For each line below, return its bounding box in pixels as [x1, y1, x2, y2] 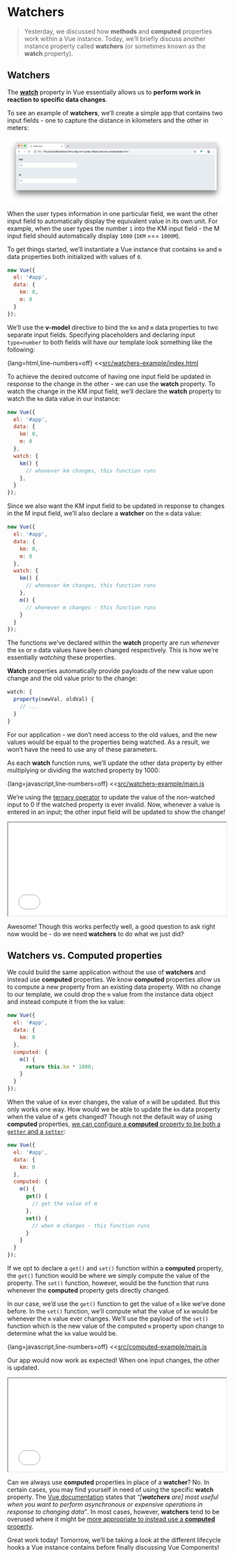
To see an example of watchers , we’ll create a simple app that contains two [7, 108, 223, 117]
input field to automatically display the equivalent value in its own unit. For [7, 217, 218, 225]
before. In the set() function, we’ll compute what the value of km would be [7, 1307, 218, 1316]
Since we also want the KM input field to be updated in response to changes [7, 502, 225, 511]
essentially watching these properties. [7, 654, 116, 662]
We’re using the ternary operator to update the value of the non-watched [7, 793, 215, 801]
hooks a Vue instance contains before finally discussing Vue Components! [7, 1543, 219, 1552]
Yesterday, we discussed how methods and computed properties [24, 27, 213, 35]
